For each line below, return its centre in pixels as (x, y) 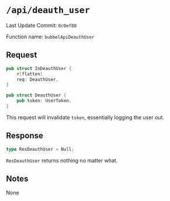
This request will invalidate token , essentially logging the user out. (85, 117)
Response (25, 136)
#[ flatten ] (30, 74)
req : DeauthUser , (38, 79)
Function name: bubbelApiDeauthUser (50, 36)
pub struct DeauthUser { (36, 95)
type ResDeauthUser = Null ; (40, 149)
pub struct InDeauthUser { (39, 68)
